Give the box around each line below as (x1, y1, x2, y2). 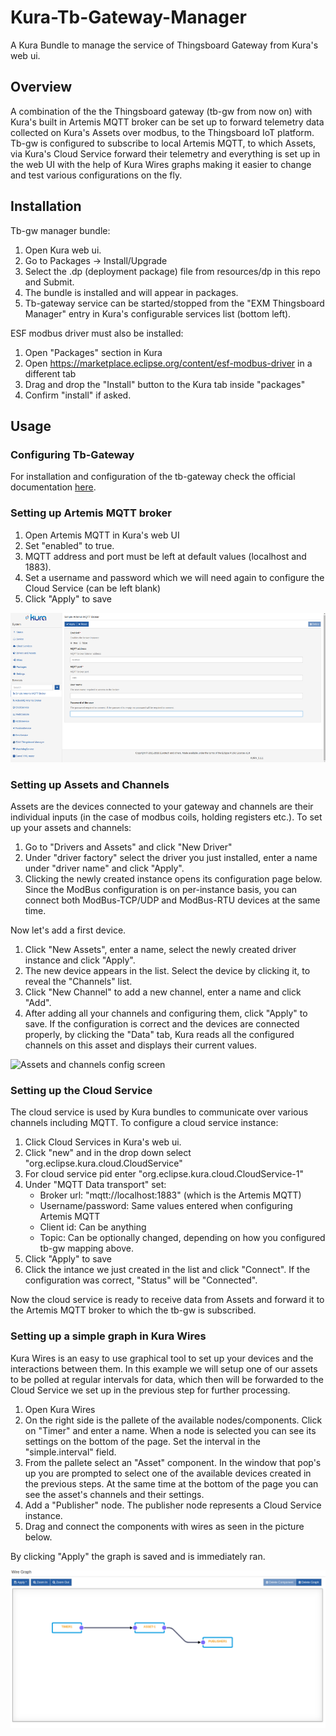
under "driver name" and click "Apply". (24, 862, 185, 875)
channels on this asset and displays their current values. (24, 1039, 257, 1051)
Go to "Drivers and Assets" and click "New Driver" (24, 841, 233, 853)
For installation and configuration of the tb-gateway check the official (10, 471, 296, 483)
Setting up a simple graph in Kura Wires (10, 1329, 207, 1343)
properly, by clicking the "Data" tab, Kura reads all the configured (24, 1029, 295, 1041)
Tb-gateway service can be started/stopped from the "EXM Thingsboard (24, 297, 325, 309)
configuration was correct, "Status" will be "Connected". (24, 1274, 258, 1286)
